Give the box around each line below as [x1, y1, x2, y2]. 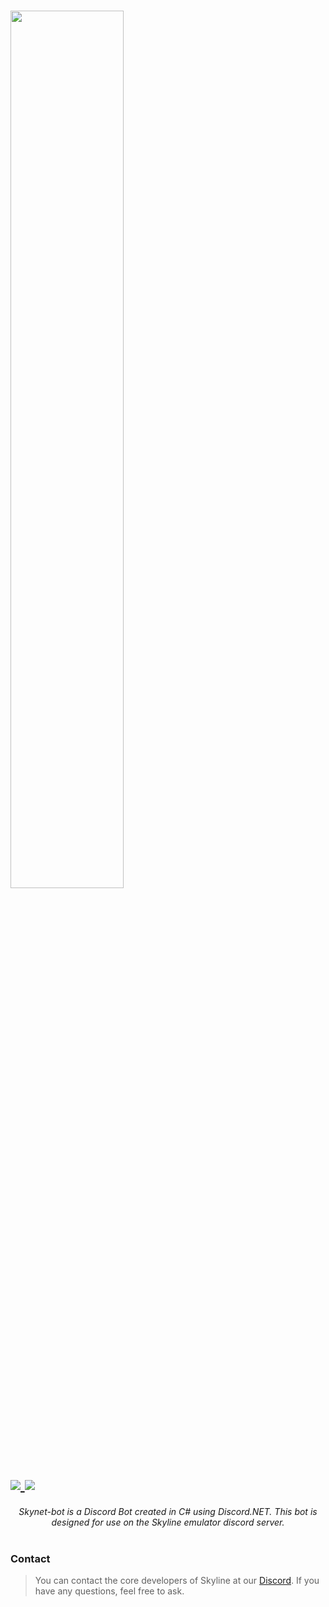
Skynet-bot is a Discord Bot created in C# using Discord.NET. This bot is [18, 1505, 318, 1517]
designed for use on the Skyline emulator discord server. [51, 1516, 285, 1528]
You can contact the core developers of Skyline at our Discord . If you [34, 1575, 320, 1587]
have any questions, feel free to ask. [34, 1585, 185, 1597]
